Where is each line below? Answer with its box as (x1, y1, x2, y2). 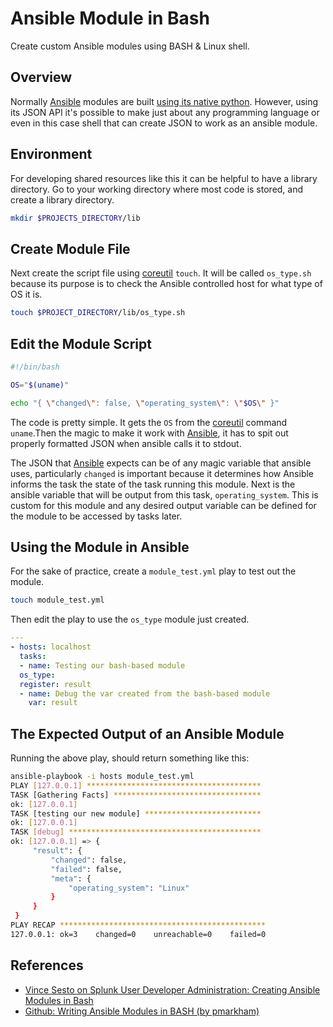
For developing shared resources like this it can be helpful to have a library (10, 172, 318, 184)
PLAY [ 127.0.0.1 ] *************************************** (10, 780, 262, 791)
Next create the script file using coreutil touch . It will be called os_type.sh (10, 267, 312, 279)
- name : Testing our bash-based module (19, 660, 186, 671)
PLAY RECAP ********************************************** (10, 920, 267, 931)
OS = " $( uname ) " (10, 380, 70, 390)
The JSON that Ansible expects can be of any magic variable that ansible (10, 457, 312, 469)
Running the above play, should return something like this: (10, 752, 250, 764)
